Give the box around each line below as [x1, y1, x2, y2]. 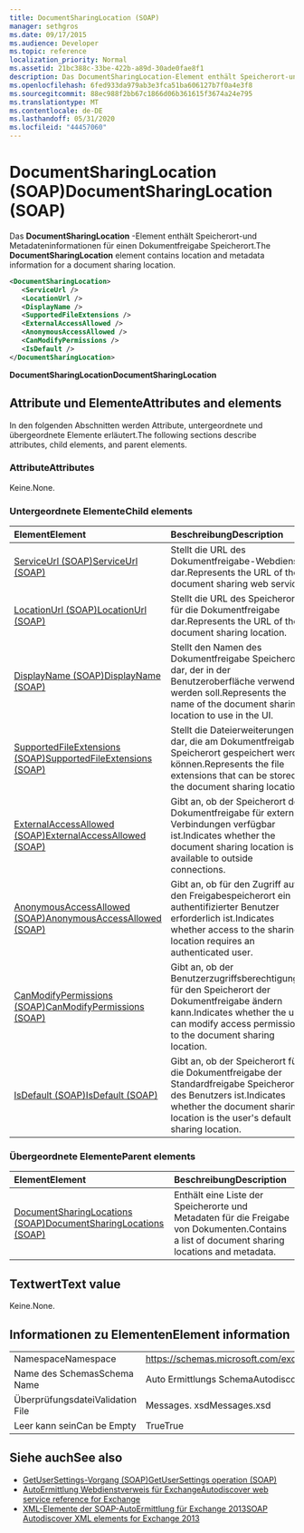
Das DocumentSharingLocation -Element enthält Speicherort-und [9, 230, 258, 241]
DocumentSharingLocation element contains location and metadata [9, 249, 265, 260]
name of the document [170, 698, 268, 710]
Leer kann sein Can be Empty [14, 1420, 137, 1432]
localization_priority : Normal [9, 55, 128, 64]
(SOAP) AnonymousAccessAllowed [14, 913, 163, 925]
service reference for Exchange [22, 1493, 141, 1504]
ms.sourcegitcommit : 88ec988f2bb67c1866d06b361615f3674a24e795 [9, 89, 253, 98]
